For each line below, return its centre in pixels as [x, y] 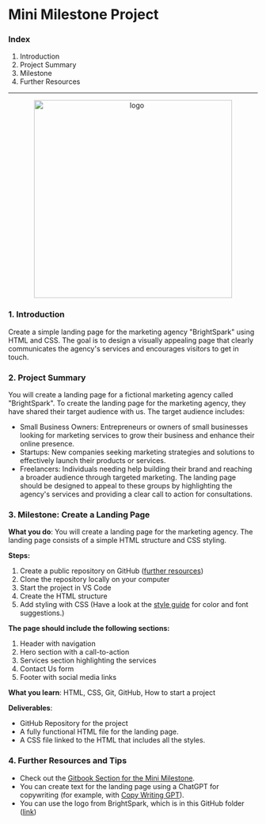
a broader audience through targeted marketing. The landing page [127, 477]
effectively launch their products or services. [93, 461]
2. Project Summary [47, 378]
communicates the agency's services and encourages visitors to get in [123, 348]
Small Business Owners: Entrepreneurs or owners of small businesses [134, 427]
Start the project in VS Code [65, 588]
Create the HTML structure [64, 596]
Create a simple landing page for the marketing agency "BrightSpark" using [131, 332]
